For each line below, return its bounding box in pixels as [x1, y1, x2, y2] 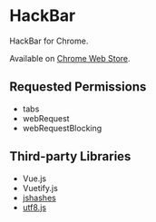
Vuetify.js [22, 182, 59, 193]
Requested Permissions [9, 79, 147, 95]
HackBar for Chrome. [9, 35, 89, 46]
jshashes [22, 192, 56, 203]
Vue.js [22, 173, 47, 184]
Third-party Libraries [9, 149, 132, 164]
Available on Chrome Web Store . [9, 53, 131, 63]
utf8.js [22, 201, 47, 213]
